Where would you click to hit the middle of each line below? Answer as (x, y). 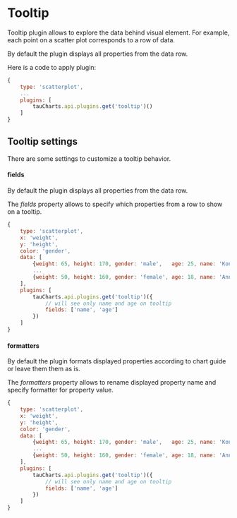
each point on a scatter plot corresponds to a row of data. (91, 40)
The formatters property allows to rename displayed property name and (112, 383)
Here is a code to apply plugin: (52, 67)
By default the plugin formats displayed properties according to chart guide (117, 361)
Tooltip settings (42, 141)
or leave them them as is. (44, 369)
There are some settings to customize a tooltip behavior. (89, 158)
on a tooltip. (25, 212)
